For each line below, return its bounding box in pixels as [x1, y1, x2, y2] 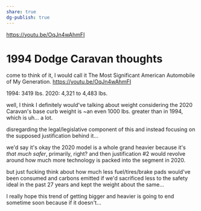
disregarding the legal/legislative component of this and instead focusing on [6, 126, 196, 133]
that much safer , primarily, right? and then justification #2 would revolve [6, 150, 186, 157]
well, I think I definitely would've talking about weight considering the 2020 [6, 102, 193, 109]
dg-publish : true [6, 14, 50, 20]
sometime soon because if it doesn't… [6, 199, 101, 206]
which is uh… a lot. [6, 114, 53, 121]
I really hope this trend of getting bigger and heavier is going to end [6, 193, 174, 200]
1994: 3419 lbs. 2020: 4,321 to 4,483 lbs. [6, 90, 107, 97]
